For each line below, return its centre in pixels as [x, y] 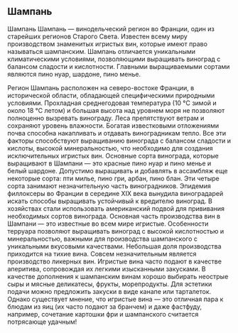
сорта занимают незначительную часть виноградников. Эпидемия [109, 186]
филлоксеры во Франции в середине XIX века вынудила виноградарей [115, 193]
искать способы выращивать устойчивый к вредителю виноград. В [110, 201]
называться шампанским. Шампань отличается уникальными [102, 51]
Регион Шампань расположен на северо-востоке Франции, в [101, 87]
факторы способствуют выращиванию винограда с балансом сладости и [119, 141]
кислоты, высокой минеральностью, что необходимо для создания [110, 148]
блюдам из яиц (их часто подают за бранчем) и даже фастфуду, [105, 306]
